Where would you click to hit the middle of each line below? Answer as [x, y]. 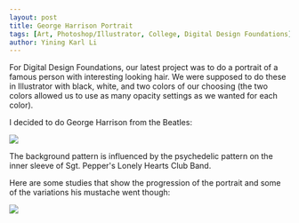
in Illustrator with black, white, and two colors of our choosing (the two [139, 86]
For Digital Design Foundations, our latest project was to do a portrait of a [144, 68]
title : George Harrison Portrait [71, 26]
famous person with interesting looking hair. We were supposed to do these [148, 77]
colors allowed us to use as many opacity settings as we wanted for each [144, 96]
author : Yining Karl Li [53, 42]
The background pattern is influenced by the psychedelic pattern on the [141, 156]
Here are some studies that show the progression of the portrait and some [145, 183]
